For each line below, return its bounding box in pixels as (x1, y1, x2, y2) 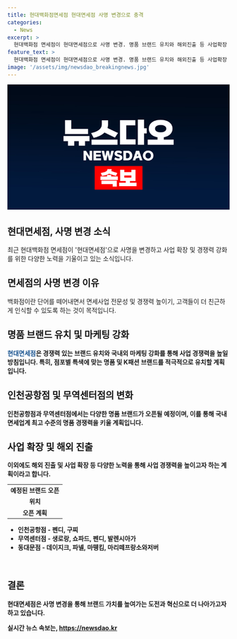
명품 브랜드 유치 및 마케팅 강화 (7, 329, 130, 341)
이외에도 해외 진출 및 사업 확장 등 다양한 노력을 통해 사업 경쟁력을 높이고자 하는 (7, 461, 220, 470)
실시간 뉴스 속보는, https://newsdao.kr (7, 623, 118, 632)
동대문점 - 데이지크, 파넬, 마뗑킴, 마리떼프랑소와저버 (17, 543, 159, 552)
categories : (7, 18, 42, 26)
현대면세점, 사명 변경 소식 (7, 225, 111, 237)
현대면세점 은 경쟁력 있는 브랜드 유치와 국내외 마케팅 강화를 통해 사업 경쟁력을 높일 (7, 349, 229, 357)
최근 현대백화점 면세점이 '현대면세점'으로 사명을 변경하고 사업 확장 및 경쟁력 (7, 246, 214, 254)
